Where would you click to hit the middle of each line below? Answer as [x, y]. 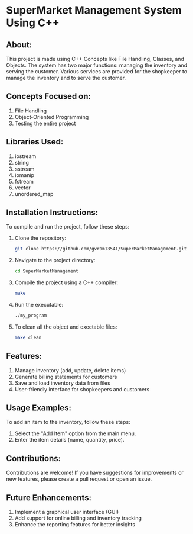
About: [19, 45]
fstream [24, 181]
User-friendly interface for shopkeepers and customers [82, 389]
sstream [24, 169]
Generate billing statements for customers [66, 377]
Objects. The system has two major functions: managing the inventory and [97, 65]
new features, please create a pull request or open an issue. [79, 479]
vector [22, 188]
